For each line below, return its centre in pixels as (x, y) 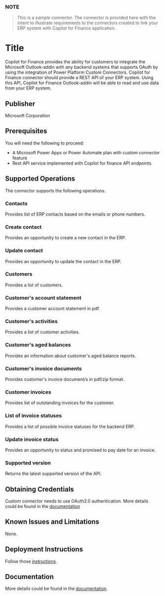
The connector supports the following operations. (55, 190)
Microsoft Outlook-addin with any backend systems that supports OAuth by (82, 67)
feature (19, 158)
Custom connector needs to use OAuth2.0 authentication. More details (77, 501)
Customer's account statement (43, 298)
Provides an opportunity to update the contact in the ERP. (63, 261)
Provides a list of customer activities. (43, 332)
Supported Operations (40, 179)
